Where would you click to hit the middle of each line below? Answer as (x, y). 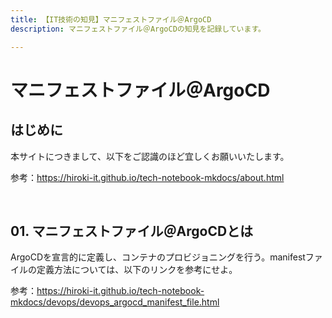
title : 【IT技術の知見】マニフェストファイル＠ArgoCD (111, 19)
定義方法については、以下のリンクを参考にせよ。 (137, 270)
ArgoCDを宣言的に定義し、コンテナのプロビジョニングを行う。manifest (158, 257)
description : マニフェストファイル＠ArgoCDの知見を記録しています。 (138, 29)
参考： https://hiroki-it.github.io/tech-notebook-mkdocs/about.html (147, 177)
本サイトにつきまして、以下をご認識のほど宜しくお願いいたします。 (150, 156)
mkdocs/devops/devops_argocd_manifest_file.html (115, 302)
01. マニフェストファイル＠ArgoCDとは (132, 231)
